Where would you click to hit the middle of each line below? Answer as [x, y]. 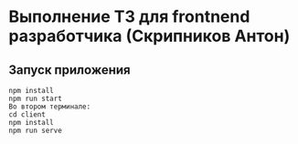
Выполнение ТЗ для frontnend [129, 17]
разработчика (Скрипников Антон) [149, 36]
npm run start [36, 98]
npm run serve [36, 130]
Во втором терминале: [50, 107]
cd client [27, 115]
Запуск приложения [69, 70]
